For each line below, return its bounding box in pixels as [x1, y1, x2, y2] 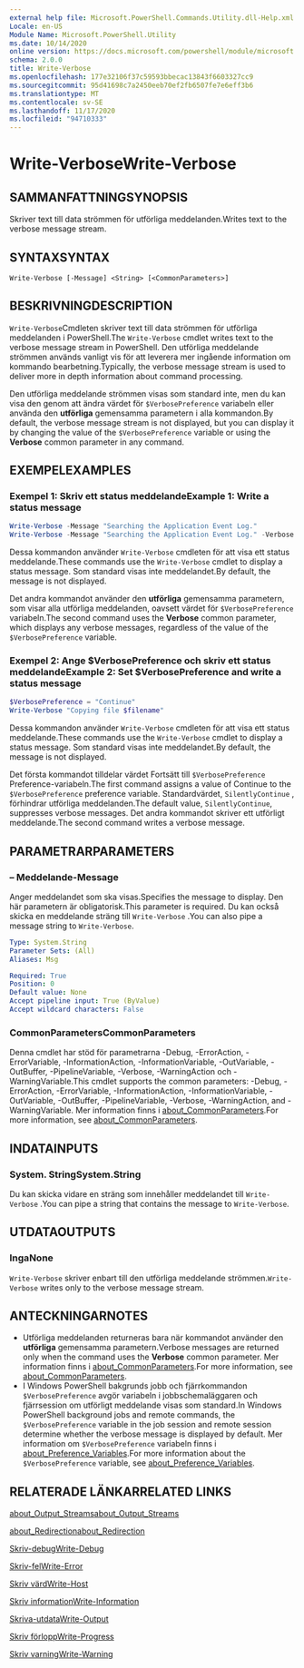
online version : [9, 47, 71, 56]
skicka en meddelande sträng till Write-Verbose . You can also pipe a [9, 910, 263, 921]
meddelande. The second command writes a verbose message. [9, 818, 245, 829]
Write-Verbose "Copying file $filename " [9, 706, 165, 715]
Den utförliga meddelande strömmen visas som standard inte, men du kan [9, 388, 286, 399]
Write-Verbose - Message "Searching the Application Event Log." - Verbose [9, 530, 295, 540]
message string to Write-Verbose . [9, 920, 134, 931]
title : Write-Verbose [9, 64, 92, 74]
